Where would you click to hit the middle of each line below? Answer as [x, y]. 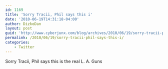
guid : [11, 33]
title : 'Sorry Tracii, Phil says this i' [49, 14]
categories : [17, 42]
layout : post [19, 28]
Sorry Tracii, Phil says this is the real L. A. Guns [54, 61]
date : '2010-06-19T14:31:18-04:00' [42, 19]
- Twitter [24, 47]
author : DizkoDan [23, 24]
